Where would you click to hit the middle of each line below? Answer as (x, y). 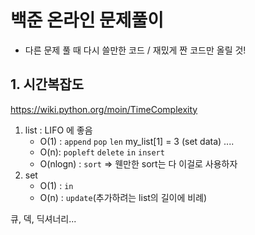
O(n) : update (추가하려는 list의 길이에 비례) (123, 197)
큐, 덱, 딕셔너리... (43, 218)
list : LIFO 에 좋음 (58, 130)
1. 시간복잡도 (47, 84)
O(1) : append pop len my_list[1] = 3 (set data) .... (137, 141)
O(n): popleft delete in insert (102, 152)
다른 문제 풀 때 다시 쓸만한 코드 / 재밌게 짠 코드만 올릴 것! (135, 50)
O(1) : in (56, 185)
